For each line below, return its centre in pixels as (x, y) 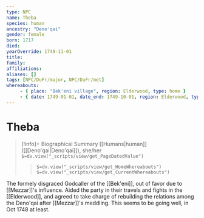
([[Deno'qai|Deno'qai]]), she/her (61, 150)
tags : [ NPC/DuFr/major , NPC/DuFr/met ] (55, 80)
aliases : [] (21, 74)
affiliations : (24, 69)
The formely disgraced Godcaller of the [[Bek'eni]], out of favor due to (94, 183)
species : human (25, 23)
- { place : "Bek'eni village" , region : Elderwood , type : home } (103, 91)
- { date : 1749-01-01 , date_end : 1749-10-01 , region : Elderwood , (104, 97)
